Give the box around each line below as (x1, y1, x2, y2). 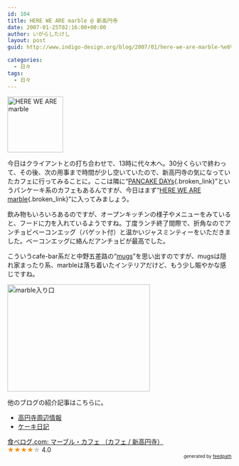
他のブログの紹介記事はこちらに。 (7, 397, 107, 407)
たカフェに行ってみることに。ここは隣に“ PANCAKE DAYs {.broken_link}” (7, 176, 218, 186)
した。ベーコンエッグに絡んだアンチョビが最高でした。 (7, 236, 169, 245)
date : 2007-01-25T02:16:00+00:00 (7, 24, 107, 31)
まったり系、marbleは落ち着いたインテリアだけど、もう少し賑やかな (19, 260, 221, 269)
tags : (7, 69, 23, 77)
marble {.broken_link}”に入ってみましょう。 (7, 194, 133, 203)
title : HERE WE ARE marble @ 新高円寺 (7, 17, 119, 24)
